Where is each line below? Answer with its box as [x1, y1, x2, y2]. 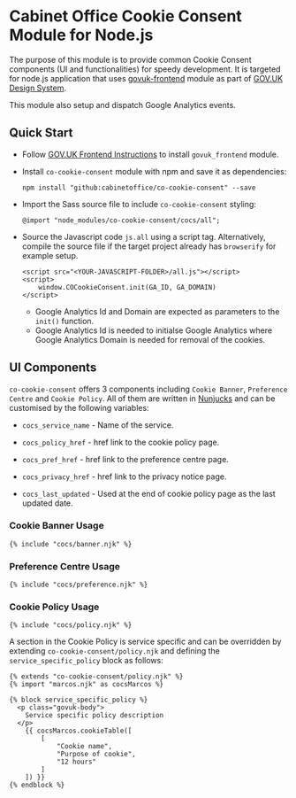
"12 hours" [56, 757, 97, 767]
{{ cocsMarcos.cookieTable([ [25, 726, 133, 736]
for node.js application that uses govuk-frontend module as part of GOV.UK [9, 73, 284, 83]
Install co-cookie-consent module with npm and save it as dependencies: [21, 166, 287, 176]
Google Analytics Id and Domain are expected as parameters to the [34, 306, 280, 316]
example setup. [21, 250, 79, 260]
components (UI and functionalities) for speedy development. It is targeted [9, 64, 281, 74]
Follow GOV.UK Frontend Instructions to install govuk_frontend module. [21, 149, 279, 159]
